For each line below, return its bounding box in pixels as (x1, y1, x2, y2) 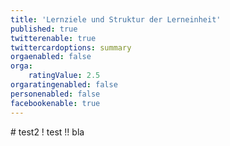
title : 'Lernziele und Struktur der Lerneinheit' (10, 14, 222, 25)
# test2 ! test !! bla (10, 126, 85, 138)
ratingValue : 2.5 (28, 71, 101, 81)
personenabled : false (10, 89, 101, 99)
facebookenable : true (10, 98, 101, 108)
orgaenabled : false (10, 52, 92, 62)
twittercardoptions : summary (10, 42, 132, 53)
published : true (10, 24, 78, 34)
